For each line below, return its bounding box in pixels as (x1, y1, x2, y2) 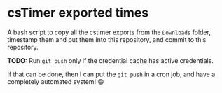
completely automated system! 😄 (7, 77, 104, 85)
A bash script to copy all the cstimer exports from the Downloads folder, (7, 28, 211, 36)
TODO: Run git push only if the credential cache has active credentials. (7, 56, 214, 64)
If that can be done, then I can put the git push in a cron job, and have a (7, 70, 216, 78)
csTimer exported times (7, 5, 149, 21)
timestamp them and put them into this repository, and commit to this (7, 35, 207, 43)
